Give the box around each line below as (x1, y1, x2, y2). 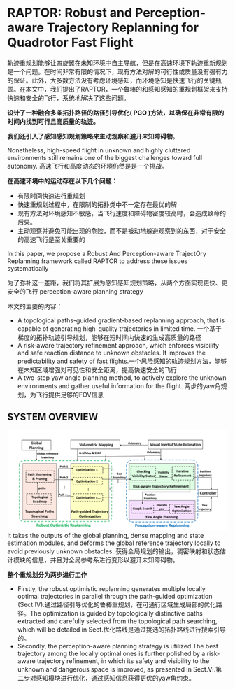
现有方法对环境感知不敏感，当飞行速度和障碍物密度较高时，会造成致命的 (17, 208, 226, 218)
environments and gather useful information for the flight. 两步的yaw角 (17, 381, 222, 390)
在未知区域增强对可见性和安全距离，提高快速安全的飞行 (17, 365, 177, 374)
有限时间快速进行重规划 (17, 191, 85, 200)
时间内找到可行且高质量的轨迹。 (7, 117, 99, 125)
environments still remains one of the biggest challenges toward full (7, 153, 203, 162)
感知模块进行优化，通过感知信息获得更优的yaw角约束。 (36, 674, 195, 683)
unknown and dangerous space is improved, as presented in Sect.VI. (17, 665, 216, 674)
